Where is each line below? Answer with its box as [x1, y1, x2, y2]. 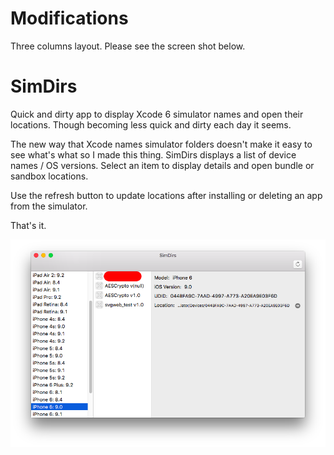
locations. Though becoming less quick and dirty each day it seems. [10, 118, 292, 131]
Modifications [10, 7, 129, 30]
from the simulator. [10, 200, 88, 212]
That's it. [10, 219, 47, 231]
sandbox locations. [10, 170, 89, 182]
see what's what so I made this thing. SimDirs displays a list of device [10, 148, 297, 161]
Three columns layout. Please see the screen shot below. [10, 40, 246, 52]
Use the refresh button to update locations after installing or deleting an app [10, 189, 323, 201]
